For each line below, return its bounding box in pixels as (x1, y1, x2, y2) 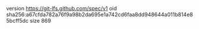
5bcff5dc (6, 17, 29, 24)
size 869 (29, 17, 51, 24)
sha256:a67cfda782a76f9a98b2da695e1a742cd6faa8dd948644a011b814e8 (6, 11, 194, 18)
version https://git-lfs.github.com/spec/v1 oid (6, 5, 117, 12)
